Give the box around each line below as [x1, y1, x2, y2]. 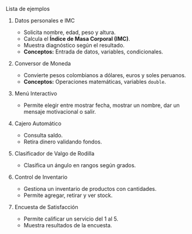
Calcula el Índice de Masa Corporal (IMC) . [23, 35, 130, 42]
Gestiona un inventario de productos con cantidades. [23, 185, 157, 192]
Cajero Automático [14, 120, 62, 127]
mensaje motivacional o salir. [23, 108, 97, 115]
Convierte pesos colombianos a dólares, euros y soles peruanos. [23, 72, 187, 78]
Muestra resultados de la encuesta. [23, 222, 112, 229]
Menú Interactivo [14, 90, 57, 97]
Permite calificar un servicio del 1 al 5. [23, 215, 119, 222]
